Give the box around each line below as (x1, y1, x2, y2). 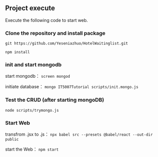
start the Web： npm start (5, 147, 59, 152)
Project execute (5, 4, 55, 12)
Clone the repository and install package (5, 29, 106, 36)
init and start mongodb (5, 61, 62, 68)
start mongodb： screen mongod (5, 73, 70, 79)
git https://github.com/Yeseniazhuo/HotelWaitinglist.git (5, 41, 128, 46)
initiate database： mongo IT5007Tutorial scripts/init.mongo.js (5, 84, 139, 90)
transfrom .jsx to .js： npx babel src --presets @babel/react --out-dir (5, 132, 153, 137)
